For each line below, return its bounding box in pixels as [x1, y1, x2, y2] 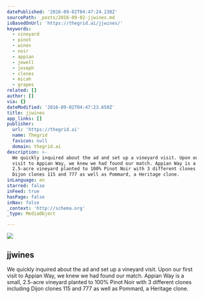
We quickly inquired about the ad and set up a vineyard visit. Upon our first [7, 265, 193, 273]
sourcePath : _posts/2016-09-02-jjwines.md [7, 14, 115, 21]
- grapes [12, 82, 34, 88]
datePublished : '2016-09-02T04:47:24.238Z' [7, 8, 118, 15]
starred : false [7, 183, 45, 189]
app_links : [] [7, 115, 43, 121]
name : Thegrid [12, 132, 48, 139]
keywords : [7, 25, 32, 32]
